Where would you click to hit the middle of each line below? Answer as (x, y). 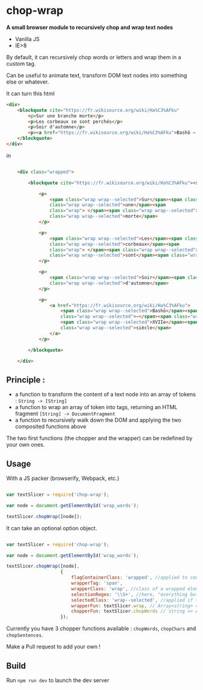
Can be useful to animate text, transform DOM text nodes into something (97, 75)
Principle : (26, 380)
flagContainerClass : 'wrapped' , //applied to (129, 578)
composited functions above (50, 427)
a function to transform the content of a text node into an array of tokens (105, 395)
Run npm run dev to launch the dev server (58, 680)
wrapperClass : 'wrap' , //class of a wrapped (128, 589)
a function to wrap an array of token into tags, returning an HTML (96, 407)
